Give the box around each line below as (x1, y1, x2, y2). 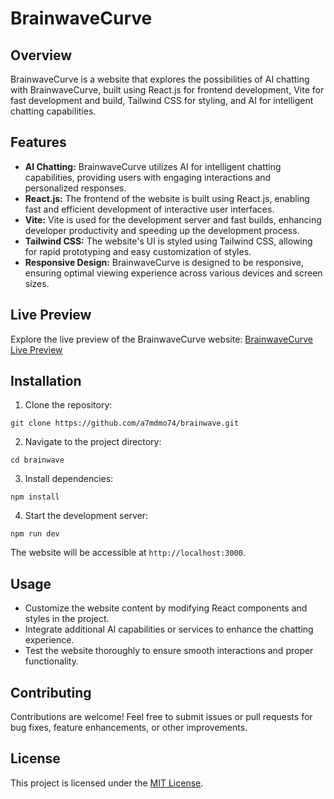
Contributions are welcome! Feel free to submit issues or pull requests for (10, 711, 313, 723)
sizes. (24, 277, 50, 289)
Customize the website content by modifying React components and (24, 602, 308, 614)
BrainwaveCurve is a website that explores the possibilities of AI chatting (10, 73, 310, 85)
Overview (10, 47, 73, 64)
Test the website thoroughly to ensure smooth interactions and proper (24, 645, 314, 657)
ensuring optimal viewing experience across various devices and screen (24, 267, 323, 279)
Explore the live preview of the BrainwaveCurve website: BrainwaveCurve (10, 333, 313, 345)
